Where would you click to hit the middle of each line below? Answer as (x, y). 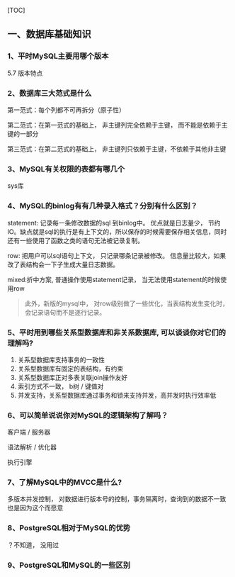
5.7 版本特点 (25, 73)
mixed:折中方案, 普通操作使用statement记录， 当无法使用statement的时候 (114, 279)
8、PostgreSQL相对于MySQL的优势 (69, 528)
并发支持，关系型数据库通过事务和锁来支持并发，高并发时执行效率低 (117, 395)
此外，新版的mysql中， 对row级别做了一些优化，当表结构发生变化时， (126, 303)
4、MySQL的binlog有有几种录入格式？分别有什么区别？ (103, 206)
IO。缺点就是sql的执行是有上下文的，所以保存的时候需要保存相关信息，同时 (117, 231)
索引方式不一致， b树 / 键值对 (61, 386)
